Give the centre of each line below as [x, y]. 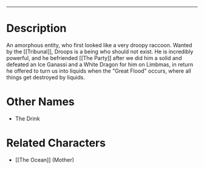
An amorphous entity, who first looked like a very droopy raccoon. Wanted [99, 45]
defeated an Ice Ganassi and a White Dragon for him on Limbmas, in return [100, 64]
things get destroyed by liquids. [46, 77]
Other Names [40, 102]
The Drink [28, 118]
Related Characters [56, 143]
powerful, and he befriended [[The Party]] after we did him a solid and [94, 58]
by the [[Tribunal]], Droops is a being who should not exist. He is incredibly [100, 51]
